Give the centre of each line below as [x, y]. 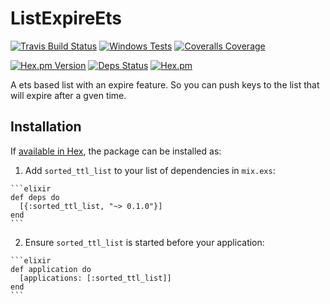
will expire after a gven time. [68, 95]
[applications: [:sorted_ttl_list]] [95, 278]
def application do [51, 269]
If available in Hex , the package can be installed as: [116, 151]
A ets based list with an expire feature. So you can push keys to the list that [165, 84]
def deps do [35, 197]
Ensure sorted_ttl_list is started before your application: [144, 242]
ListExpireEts [66, 18]
